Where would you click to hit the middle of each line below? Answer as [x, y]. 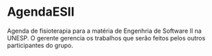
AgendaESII [41, 12]
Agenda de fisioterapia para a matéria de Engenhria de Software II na [104, 31]
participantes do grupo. [40, 45]
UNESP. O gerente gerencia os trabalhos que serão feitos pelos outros [106, 38]
